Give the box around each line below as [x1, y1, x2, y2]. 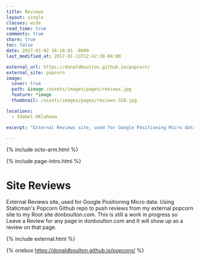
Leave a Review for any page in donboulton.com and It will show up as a [6, 218, 183, 225]
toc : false [6, 42, 33, 48]
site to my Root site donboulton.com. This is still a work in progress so [6, 211, 178, 218]
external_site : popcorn [6, 69, 65, 75]
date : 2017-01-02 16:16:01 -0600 [6, 48, 89, 54]
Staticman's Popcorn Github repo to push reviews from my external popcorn [6, 204, 193, 212]
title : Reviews [6, 8, 44, 15]
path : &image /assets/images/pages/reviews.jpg [11, 86, 132, 93]
